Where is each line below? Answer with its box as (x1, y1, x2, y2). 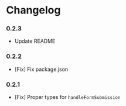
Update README (14, 37, 56, 45)
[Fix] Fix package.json (14, 66, 69, 73)
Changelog (6, 4, 61, 17)
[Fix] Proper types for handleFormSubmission (14, 94, 121, 101)
